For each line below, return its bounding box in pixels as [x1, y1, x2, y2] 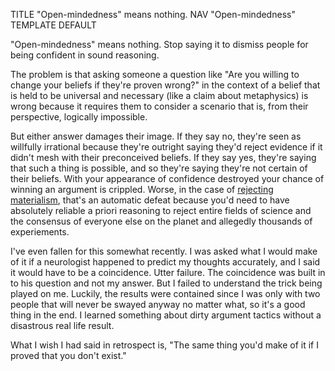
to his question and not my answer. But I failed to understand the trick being [10, 277, 323, 289]
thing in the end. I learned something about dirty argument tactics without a [10, 309, 322, 321]
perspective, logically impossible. [10, 111, 148, 123]
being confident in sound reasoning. [10, 49, 160, 61]
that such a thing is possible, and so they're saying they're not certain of [10, 162, 308, 174]
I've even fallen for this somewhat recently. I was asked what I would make [10, 245, 318, 257]
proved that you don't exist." [10, 350, 127, 361]
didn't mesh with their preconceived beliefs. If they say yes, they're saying [10, 152, 317, 163]
